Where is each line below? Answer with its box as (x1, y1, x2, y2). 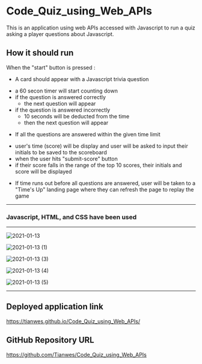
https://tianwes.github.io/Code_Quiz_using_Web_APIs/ (6, 317, 140, 325)
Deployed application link (6, 302, 103, 312)
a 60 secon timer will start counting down (14, 87, 118, 94)
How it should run (6, 48, 74, 58)
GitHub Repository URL (6, 335, 94, 345)
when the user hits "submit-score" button (14, 155, 118, 162)
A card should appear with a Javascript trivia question (14, 75, 149, 82)
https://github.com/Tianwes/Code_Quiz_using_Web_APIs (6, 351, 147, 358)
